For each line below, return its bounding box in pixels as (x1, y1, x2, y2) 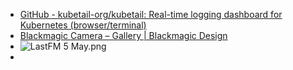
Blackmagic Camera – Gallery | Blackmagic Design (19, 30, 228, 41)
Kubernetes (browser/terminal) (19, 19, 147, 31)
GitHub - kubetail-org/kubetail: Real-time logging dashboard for (19, 9, 283, 20)
